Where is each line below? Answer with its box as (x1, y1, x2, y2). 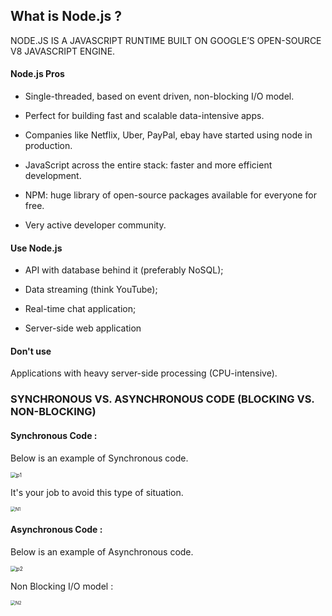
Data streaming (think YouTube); (24, 284, 158, 296)
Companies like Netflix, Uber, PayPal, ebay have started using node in (24, 129, 313, 141)
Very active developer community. (24, 219, 167, 231)
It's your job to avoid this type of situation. (10, 486, 184, 498)
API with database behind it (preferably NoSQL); (24, 264, 224, 276)
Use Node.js (10, 242, 63, 254)
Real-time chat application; (24, 303, 137, 315)
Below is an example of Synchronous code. (10, 452, 189, 464)
